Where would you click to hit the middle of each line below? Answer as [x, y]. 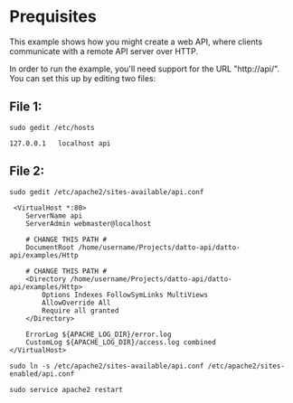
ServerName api [54, 216]
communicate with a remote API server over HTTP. [104, 51]
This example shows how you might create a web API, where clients [136, 42]
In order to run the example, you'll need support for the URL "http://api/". [145, 69]
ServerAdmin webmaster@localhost [89, 223]
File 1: [26, 107]
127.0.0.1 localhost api [60, 143]
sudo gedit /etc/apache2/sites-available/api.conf [107, 192]
